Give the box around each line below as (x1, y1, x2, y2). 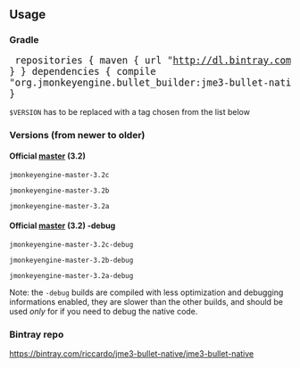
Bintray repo (9, 328, 64, 340)
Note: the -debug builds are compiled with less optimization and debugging (9, 287, 284, 298)
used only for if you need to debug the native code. (9, 307, 198, 317)
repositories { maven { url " (14, 53, 173, 66)
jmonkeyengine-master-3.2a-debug (9, 272, 134, 281)
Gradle (9, 34, 39, 46)
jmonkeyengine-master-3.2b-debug (9, 256, 134, 266)
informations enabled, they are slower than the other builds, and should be (9, 297, 284, 307)
